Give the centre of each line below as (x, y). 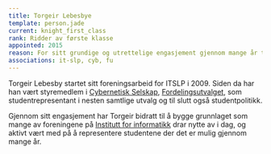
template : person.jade (46, 23)
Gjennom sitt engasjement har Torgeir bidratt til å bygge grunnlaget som (128, 115)
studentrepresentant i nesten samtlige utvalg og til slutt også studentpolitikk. (135, 100)
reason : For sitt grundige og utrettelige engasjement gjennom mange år (133, 53)
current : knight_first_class (57, 30)
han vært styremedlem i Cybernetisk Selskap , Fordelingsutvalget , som (125, 91)
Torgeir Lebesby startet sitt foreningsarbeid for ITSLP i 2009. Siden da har (131, 83)
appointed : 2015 (35, 46)
